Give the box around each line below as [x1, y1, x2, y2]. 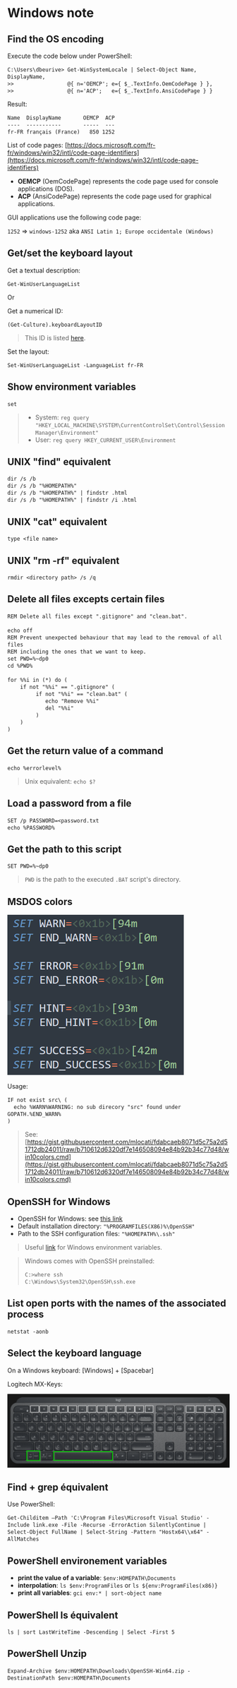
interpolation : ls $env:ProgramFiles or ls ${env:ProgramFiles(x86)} [17, 1581, 219, 1590]
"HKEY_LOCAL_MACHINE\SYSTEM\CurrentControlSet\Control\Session [35, 421, 226, 429]
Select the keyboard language [7, 1347, 142, 1360]
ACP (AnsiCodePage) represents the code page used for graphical [17, 192, 212, 200]
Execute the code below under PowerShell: [7, 52, 133, 60]
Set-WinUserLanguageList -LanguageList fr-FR [7, 361, 143, 369]
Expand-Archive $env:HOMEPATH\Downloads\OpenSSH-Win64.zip [7, 1668, 185, 1675]
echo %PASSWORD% [7, 824, 55, 831]
